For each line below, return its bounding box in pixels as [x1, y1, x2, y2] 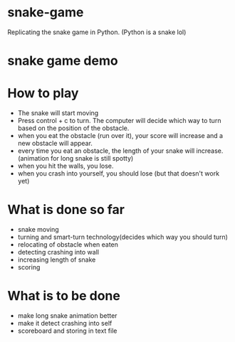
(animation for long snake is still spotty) [17, 154, 134, 163]
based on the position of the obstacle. [17, 124, 130, 132]
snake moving [17, 225, 59, 233]
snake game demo [7, 53, 119, 69]
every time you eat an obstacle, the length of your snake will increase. [17, 146, 224, 155]
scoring [17, 263, 41, 271]
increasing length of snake [17, 255, 96, 264]
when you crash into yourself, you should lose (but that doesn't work [17, 169, 219, 178]
